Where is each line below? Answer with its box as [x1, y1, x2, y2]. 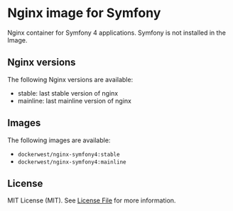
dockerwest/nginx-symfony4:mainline [17, 158, 126, 166]
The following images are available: [7, 136, 111, 144]
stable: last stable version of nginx [17, 89, 119, 97]
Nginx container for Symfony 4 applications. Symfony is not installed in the [7, 28, 226, 37]
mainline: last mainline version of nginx [17, 96, 131, 105]
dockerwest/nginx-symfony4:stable [17, 151, 120, 158]
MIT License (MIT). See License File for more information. [7, 196, 176, 205]
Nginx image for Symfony [7, 5, 161, 21]
